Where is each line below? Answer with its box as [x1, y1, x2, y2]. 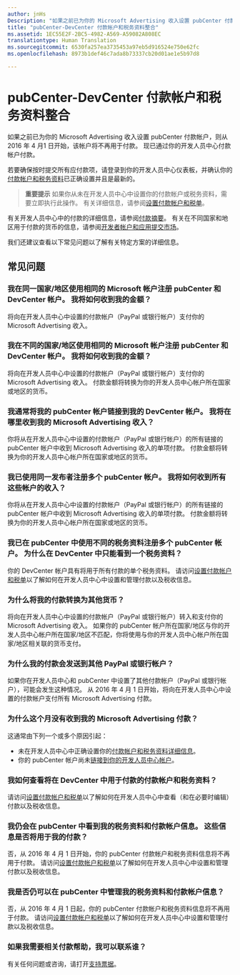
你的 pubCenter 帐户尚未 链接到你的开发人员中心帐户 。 [17, 755, 179, 764]
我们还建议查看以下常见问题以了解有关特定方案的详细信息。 [7, 237, 183, 246]
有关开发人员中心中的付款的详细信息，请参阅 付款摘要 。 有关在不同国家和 [7, 214, 222, 222]
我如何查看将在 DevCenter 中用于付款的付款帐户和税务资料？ [7, 775, 218, 785]
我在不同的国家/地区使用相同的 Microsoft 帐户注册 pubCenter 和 [7, 341, 229, 351]
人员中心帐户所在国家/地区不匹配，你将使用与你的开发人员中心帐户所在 [13, 630, 223, 639]
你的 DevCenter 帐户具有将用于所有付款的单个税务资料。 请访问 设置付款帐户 [7, 566, 232, 575]
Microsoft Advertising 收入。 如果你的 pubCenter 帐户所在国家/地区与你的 [7, 621, 224, 629]
